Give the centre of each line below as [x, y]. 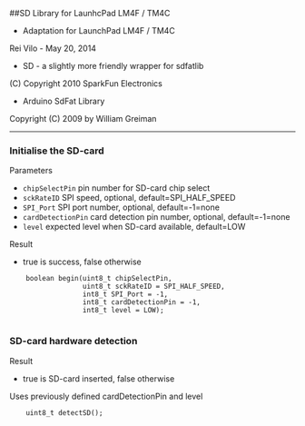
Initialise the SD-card [57, 151]
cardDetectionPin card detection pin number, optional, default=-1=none [156, 217]
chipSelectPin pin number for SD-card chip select [116, 188]
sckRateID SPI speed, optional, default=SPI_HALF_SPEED [129, 198]
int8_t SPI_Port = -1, [125, 294]
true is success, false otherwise [82, 262]
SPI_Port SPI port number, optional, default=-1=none [121, 207]
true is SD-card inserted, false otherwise [98, 378]
